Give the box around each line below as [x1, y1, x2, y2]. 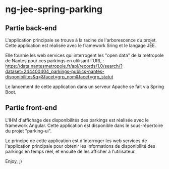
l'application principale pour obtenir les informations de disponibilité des [5, 143, 155, 149]
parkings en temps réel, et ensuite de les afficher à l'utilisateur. [5, 148, 136, 154]
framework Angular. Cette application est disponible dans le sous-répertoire [5, 122, 163, 129]
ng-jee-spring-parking [5, 4, 102, 15]
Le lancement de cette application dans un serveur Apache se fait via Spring [5, 83, 164, 90]
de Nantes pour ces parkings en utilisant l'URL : [5, 58, 104, 64]
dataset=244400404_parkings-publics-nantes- [5, 68, 104, 74]
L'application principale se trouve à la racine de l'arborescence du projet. [5, 37, 157, 43]
